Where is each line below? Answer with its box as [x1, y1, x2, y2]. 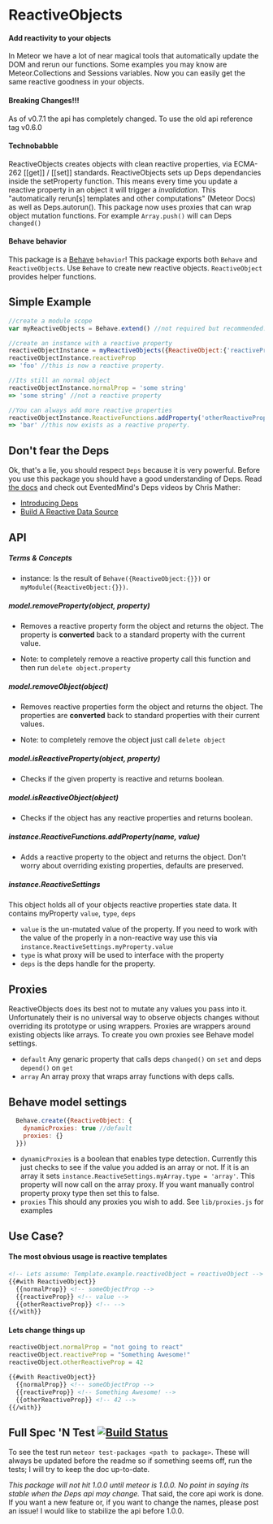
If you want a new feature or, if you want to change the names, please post [8, 1497, 259, 1508]
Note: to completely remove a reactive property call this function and [19, 654, 251, 664]
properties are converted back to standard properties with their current [19, 711, 260, 721]
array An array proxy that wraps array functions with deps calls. [19, 1072, 235, 1081]
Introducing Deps [19, 498, 79, 509]
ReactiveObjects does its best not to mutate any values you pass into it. [8, 1004, 248, 1014]
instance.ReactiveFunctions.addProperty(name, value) [8, 831, 201, 842]
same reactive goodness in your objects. [8, 77, 145, 87]
